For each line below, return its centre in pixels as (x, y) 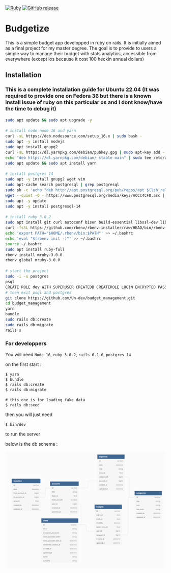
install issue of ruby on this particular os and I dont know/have (84, 102)
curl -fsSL (17, 228)
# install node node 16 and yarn (41, 131)
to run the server (23, 434)
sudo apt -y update (26, 201)
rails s (13, 330)
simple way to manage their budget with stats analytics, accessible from (81, 53)
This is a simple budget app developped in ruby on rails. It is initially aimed (83, 42)
